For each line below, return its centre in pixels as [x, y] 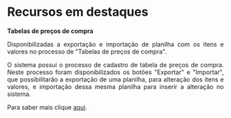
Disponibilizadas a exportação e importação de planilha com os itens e [115, 44]
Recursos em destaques [78, 12]
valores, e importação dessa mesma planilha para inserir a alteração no [115, 86]
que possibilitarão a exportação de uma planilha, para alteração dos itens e [115, 79]
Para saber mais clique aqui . [47, 107]
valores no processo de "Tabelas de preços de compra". [87, 51]
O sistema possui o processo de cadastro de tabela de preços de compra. [115, 64]
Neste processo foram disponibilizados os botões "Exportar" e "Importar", [115, 72]
